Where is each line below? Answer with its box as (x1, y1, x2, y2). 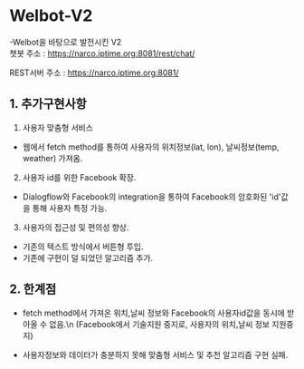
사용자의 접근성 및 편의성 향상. (22, 221, 129, 232)
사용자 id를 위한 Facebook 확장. (22, 171, 137, 182)
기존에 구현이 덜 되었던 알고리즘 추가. (22, 252, 154, 263)
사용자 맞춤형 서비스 (22, 121, 93, 132)
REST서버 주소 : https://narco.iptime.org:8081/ (9, 67, 179, 78)
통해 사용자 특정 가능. (32, 202, 108, 213)
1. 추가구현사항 (9, 96, 88, 112)
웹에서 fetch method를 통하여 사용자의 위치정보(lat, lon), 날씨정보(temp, (22, 141, 280, 152)
